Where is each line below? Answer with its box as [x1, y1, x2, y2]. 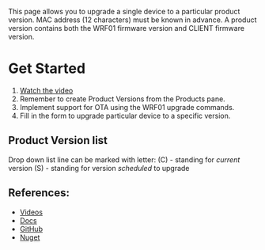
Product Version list [8, 134, 108, 147]
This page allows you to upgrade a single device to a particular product [8, 7, 240, 16]
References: [8, 186, 70, 200]
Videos [19, 207, 44, 217]
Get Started [8, 59, 85, 78]
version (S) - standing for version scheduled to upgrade [8, 163, 190, 172]
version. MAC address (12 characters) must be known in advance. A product [8, 15, 257, 25]
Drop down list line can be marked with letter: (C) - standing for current [8, 154, 240, 165]
